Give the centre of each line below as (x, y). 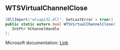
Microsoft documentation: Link (37, 43)
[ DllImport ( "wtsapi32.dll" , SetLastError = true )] (59, 19)
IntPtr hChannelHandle (35, 29)
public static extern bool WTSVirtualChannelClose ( (60, 24)
